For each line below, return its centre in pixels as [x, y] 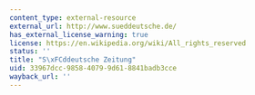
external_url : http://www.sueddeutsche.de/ [93, 26]
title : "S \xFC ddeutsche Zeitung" [73, 60]
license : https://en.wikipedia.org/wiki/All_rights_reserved [128, 43]
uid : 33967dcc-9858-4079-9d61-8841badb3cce [93, 69]
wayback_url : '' [40, 77]
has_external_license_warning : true [79, 34]
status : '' [30, 52]
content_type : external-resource [73, 18]
